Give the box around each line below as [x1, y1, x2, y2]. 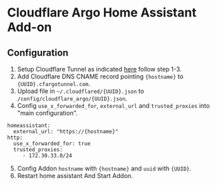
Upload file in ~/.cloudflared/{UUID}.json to [17, 87, 145, 95]
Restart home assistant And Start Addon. [17, 172, 133, 179]
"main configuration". [17, 109, 78, 117]
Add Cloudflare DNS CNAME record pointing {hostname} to [17, 72, 184, 80]
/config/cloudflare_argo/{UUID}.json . [17, 94, 127, 102]
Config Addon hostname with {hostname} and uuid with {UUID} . [17, 164, 192, 173]
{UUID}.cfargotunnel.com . [17, 80, 91, 87]
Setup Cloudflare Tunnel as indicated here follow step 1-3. [17, 65, 182, 73]
